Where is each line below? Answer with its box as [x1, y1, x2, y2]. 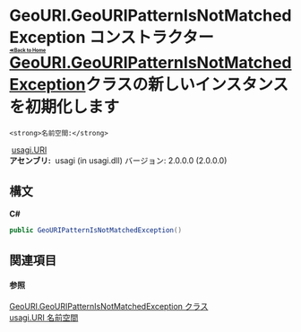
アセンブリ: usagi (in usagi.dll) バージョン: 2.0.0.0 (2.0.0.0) [9, 154, 228, 166]
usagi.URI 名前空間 [9, 312, 79, 323]
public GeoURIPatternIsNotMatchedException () [9, 225, 182, 234]
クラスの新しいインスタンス [84, 74, 289, 95]
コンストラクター [89, 28, 214, 48]
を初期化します [9, 97, 120, 118]
